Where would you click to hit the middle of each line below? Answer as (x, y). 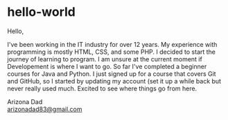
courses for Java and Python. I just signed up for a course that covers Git (112, 74)
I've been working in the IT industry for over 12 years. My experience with (112, 44)
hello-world (42, 12)
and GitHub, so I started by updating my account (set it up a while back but (114, 81)
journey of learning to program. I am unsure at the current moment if (105, 59)
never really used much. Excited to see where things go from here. (102, 88)
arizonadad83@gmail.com (45, 109)
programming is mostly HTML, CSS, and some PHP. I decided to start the (112, 52)
